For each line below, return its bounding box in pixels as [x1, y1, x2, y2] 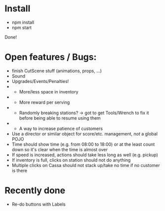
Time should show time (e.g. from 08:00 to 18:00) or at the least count [11, 141, 155, 147]
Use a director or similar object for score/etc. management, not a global [11, 130, 158, 136]
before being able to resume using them [19, 115, 101, 121]
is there [11, 168, 28, 173]
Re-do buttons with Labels [11, 201, 66, 207]
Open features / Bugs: [4, 51, 97, 63]
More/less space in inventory [19, 88, 79, 94]
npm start [11, 24, 32, 30]
